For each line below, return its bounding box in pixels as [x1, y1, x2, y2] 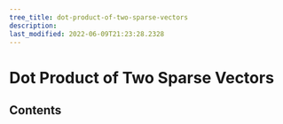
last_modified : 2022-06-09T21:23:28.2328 [9, 29, 165, 38]
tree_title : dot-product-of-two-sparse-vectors [9, 12, 189, 22]
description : [9, 21, 58, 30]
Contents [9, 103, 62, 118]
